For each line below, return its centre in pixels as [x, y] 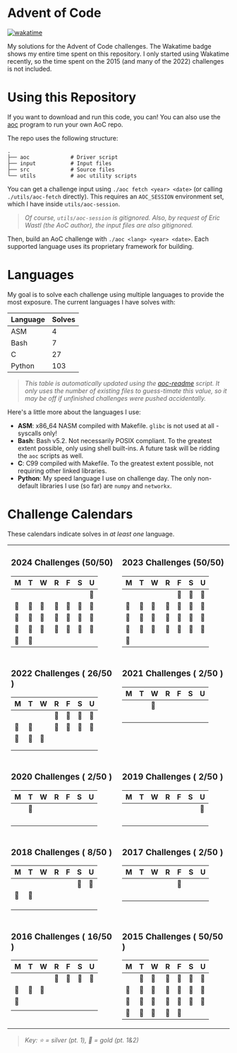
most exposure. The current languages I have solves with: [91, 302]
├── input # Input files [60, 163]
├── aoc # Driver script [63, 157]
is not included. [30, 69]
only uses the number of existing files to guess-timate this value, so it [126, 391]
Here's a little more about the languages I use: [74, 412]
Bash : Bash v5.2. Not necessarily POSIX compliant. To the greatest [115, 440]
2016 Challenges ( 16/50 [62, 936]
